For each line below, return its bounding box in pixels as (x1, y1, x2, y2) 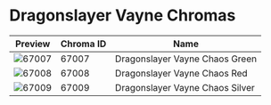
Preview (14, 37, 51, 50)
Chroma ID (60, 37, 107, 50)
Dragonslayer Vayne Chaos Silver (114, 81, 256, 93)
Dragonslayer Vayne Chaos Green (114, 52, 257, 65)
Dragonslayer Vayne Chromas (9, 5, 236, 26)
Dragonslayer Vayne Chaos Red (114, 67, 248, 79)
